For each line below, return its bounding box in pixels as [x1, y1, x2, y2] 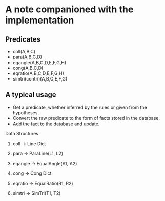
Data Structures [5, 130, 38, 136]
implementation [5, 14, 74, 26]
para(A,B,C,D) [12, 54, 43, 60]
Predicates [5, 35, 41, 44]
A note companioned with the [5, 4, 134, 15]
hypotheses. [12, 109, 39, 116]
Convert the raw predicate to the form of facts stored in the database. [12, 115, 160, 121]
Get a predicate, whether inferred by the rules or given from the [12, 104, 147, 110]
